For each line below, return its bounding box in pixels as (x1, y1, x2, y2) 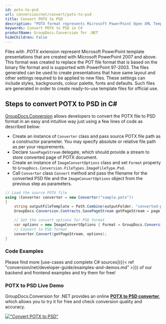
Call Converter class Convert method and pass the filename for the (12, 170, 148, 176)
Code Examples (5, 248, 43, 255)
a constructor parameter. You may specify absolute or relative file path (12, 138, 156, 144)
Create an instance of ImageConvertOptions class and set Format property (12, 159, 161, 165)
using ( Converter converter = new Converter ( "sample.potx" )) (5, 194, 134, 200)
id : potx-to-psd (5, 7, 39, 12)
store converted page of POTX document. (12, 154, 98, 160)
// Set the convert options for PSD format (14, 218, 105, 223)
